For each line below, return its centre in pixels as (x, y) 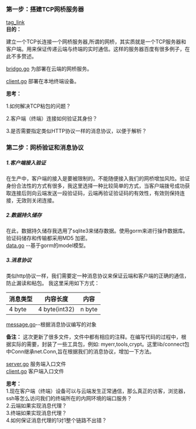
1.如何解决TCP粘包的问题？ (38, 106)
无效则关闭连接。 (36, 201)
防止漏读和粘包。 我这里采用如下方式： (53, 283)
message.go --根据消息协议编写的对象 (51, 325)
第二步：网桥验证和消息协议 (45, 147)
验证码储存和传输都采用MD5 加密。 (48, 238)
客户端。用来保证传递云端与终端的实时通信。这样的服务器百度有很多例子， (95, 49)
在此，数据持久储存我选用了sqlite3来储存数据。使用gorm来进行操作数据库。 (97, 231)
